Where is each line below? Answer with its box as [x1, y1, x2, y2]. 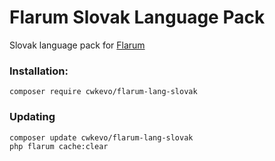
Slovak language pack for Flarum [9, 39, 146, 51]
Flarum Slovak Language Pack [9, 6, 266, 29]
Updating [9, 110, 56, 124]
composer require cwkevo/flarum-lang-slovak [9, 87, 198, 97]
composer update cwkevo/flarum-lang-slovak [9, 132, 194, 143]
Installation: [9, 64, 69, 78]
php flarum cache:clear [9, 141, 109, 151]
